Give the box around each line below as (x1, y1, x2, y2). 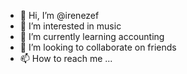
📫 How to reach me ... (19, 53, 113, 64)
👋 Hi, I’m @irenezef (19, 10, 100, 21)
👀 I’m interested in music (19, 20, 122, 32)
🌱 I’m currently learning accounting (19, 31, 165, 42)
